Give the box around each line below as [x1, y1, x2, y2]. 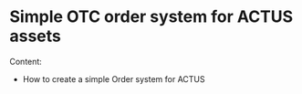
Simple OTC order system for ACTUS [9, 6, 294, 27]
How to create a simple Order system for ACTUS [22, 73, 205, 84]
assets [9, 26, 62, 47]
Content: [9, 56, 43, 67]
